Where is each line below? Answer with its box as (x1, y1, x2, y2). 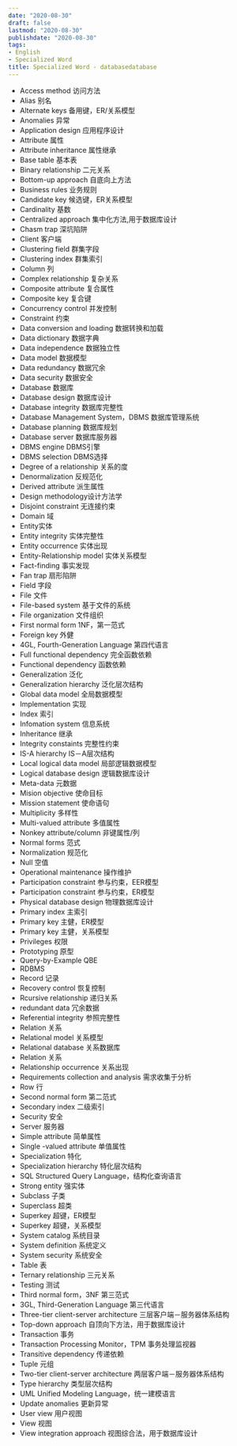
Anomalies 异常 (19, 116, 70, 125)
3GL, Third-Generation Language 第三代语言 (19, 1300, 164, 1309)
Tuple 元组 (19, 1359, 55, 1368)
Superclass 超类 (19, 1201, 73, 1210)
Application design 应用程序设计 (19, 125, 125, 135)
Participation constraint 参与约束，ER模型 (19, 887, 155, 897)
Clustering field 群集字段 (19, 244, 100, 253)
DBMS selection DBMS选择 (19, 452, 108, 461)
